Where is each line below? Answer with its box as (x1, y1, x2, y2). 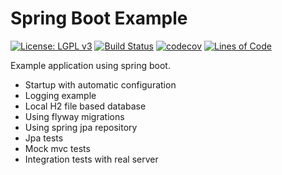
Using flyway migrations (24, 110, 125, 122)
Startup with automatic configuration (24, 78, 177, 91)
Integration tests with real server (24, 153, 159, 165)
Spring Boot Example (10, 7, 188, 30)
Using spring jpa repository (24, 121, 138, 133)
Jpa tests (24, 132, 64, 144)
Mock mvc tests (24, 142, 91, 154)
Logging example (24, 89, 97, 101)
